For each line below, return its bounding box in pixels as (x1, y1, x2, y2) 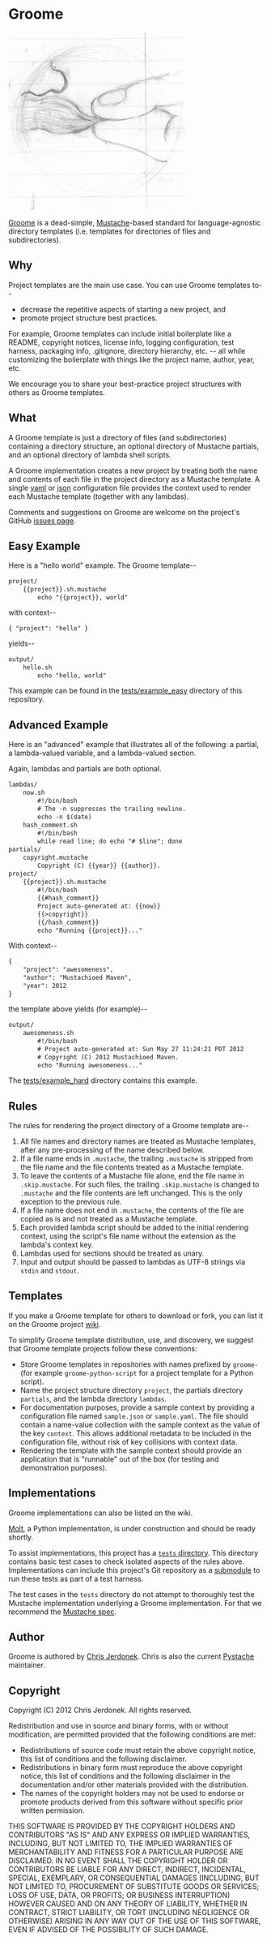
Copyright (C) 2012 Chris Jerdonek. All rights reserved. (8, 1705, 193, 1716)
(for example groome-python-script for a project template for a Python (19, 1368, 254, 1377)
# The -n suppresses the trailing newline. (37, 805, 186, 814)
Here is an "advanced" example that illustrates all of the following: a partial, (8, 740, 259, 749)
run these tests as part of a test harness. (8, 1574, 144, 1583)
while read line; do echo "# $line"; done (37, 837, 183, 846)
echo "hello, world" (37, 672, 107, 680)
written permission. (19, 1806, 85, 1815)
